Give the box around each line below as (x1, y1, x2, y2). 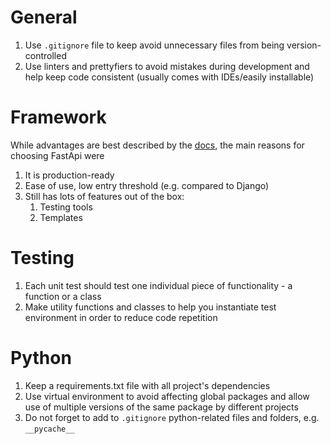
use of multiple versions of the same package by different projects (24, 401, 299, 413)
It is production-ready (24, 169, 115, 181)
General (10, 6, 78, 29)
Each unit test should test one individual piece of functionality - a (24, 279, 293, 291)
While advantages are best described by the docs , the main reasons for (10, 139, 305, 151)
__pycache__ (24, 424, 75, 434)
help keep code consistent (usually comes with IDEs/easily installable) (24, 71, 315, 83)
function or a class (24, 290, 102, 302)
